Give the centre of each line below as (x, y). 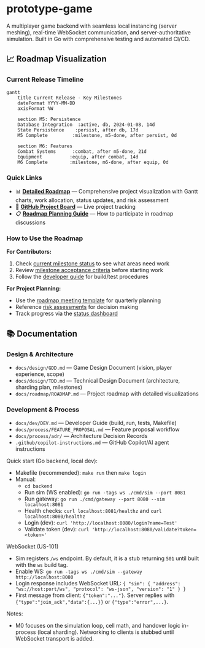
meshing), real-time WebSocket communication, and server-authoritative (99, 32)
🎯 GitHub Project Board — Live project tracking (75, 206)
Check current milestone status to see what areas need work (92, 263)
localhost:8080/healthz (55, 517)
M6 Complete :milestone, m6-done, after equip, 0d (93, 162)
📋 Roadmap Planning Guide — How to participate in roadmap (94, 213)
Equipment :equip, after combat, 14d (78, 157)
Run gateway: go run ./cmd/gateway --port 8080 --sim (95, 499)
